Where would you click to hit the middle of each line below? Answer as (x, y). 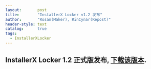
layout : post (26, 10)
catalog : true (26, 29)
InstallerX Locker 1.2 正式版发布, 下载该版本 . (76, 60)
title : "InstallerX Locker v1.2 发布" (54, 15)
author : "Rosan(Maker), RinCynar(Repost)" (58, 19)
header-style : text (26, 24)
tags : (11, 33)
